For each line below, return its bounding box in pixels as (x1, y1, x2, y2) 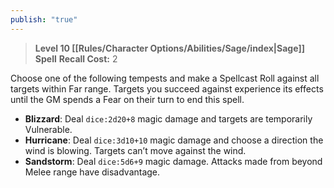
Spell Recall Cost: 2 (34, 52, 118, 65)
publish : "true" (10, 14, 78, 25)
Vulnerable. (24, 123, 73, 135)
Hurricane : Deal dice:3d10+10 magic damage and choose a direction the (24, 134, 324, 146)
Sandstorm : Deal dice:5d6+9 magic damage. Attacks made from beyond (24, 155, 323, 167)
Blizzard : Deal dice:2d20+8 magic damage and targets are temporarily (24, 112, 313, 125)
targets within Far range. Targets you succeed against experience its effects (10, 82, 324, 95)
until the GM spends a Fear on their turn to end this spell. (10, 93, 245, 105)
